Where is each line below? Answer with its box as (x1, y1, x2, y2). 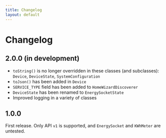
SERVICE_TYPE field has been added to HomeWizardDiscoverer (12, 84, 139, 90)
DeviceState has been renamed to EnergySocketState (12, 89, 124, 95)
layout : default (5, 12, 40, 17)
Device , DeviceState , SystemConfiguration (12, 73, 100, 79)
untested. (5, 128, 25, 134)
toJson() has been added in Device (12, 78, 87, 84)
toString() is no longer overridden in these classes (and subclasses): (12, 67, 159, 74)
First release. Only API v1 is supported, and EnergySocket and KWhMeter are (5, 123, 161, 129)
